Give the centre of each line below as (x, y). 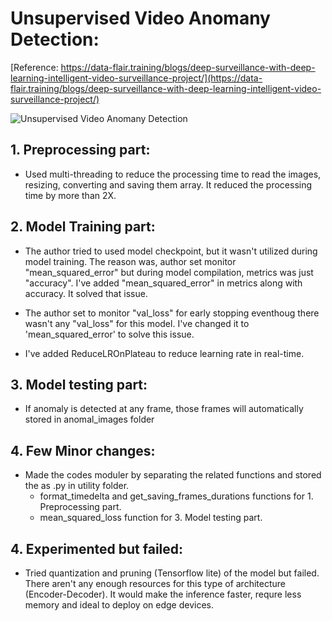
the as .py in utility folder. (77, 486)
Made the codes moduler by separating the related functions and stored (173, 475)
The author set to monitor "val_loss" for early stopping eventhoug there (172, 313)
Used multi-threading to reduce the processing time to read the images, (173, 174)
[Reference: (34, 67)
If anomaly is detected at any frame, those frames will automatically (164, 409)
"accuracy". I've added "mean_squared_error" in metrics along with (163, 283)
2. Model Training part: (83, 227)
